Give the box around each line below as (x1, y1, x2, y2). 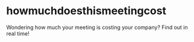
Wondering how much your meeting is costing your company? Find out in (6, 24, 188, 31)
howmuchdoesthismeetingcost (6, 4, 167, 18)
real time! (6, 30, 30, 37)
